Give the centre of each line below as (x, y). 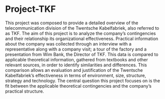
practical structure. (25, 91)
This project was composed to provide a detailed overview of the (72, 23)
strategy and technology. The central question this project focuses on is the (83, 81)
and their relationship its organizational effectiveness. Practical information (82, 39)
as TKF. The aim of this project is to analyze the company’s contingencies (81, 33)
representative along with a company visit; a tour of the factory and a (76, 49)
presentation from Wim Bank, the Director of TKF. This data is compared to (82, 54)
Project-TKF (31, 9)
